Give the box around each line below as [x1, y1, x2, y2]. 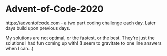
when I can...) [5, 45, 34, 51]
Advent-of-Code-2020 [5, 3, 104, 15]
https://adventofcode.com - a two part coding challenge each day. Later [5, 20, 156, 26]
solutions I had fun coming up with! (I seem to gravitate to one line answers [5, 40, 162, 46]
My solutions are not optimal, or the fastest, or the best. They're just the [5, 35, 155, 41]
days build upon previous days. [5, 25, 71, 31]
